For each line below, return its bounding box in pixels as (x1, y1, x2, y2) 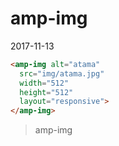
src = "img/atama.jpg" (19, 68, 105, 79)
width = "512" (19, 78, 70, 88)
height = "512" (19, 87, 74, 97)
